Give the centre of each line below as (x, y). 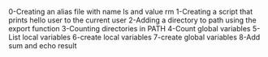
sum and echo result (43, 46)
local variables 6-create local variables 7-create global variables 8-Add (141, 37)
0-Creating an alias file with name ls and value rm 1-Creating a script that (131, 12)
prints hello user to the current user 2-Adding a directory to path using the (133, 20)
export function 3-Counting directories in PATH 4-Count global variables (130, 28)
